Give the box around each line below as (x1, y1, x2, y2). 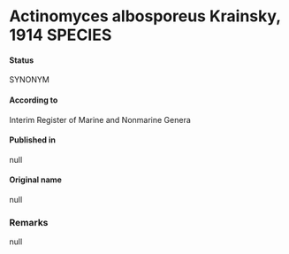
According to (9, 95, 58, 105)
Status (9, 55, 34, 65)
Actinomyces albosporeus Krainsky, (9, 6, 281, 27)
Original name (9, 174, 62, 185)
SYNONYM (9, 74, 50, 85)
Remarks (9, 216, 49, 228)
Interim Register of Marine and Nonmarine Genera (9, 114, 192, 125)
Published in (9, 135, 56, 145)
